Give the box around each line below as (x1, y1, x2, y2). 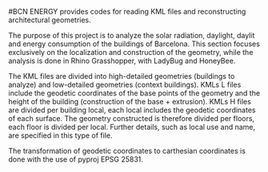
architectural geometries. (8, 15, 92, 25)
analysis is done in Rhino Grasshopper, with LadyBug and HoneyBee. (8, 56, 236, 65)
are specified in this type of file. (8, 131, 113, 140)
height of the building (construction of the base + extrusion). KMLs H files (8, 97, 252, 106)
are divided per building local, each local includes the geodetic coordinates (8, 105, 256, 115)
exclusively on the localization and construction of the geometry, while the (8, 48, 254, 57)
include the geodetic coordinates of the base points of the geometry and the (8, 88, 261, 98)
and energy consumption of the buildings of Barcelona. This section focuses (8, 39, 260, 49)
